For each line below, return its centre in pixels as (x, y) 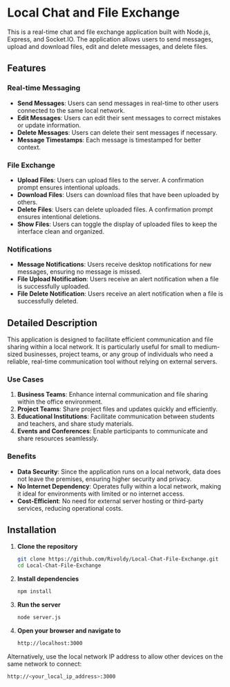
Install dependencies (48, 579)
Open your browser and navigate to (69, 630)
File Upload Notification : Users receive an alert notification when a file (118, 279)
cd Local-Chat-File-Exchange (59, 566)
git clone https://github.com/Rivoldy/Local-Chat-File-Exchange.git (118, 559)
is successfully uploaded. (54, 286)
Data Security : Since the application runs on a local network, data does (119, 471)
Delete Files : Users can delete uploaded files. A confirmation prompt (115, 209)
